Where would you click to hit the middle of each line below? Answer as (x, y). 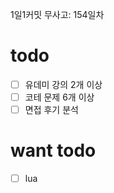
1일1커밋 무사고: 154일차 (57, 14)
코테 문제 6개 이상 (59, 97)
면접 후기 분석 (51, 110)
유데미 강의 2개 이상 (63, 84)
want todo (53, 150)
